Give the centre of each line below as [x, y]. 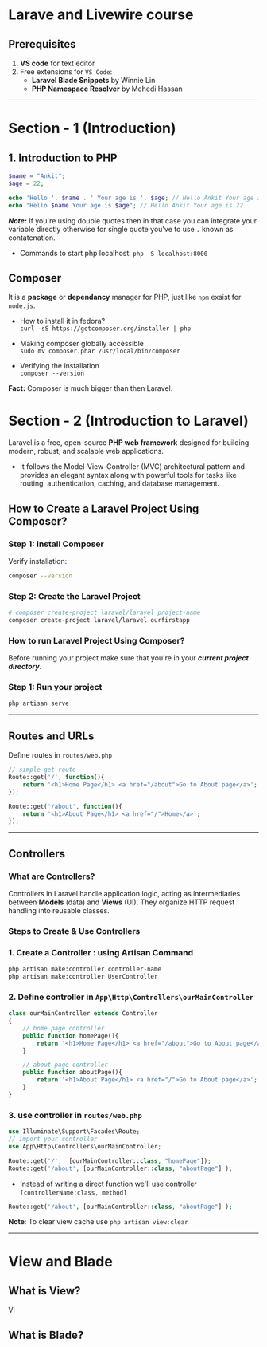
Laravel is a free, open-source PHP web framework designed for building [129, 443]
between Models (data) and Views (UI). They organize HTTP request [122, 902]
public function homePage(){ [71, 1036]
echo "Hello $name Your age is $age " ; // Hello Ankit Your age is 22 [126, 205]
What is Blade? [46, 1335]
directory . [25, 667]
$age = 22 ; [26, 183]
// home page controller [64, 1028]
